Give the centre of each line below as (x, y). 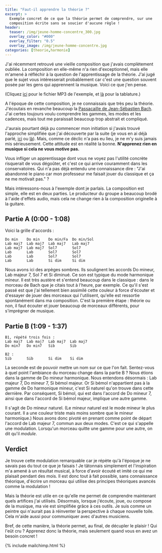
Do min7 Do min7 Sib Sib (41, 346)
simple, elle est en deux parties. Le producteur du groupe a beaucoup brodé (81, 193)
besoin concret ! (21, 536)
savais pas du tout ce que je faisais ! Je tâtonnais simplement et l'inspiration (81, 466)
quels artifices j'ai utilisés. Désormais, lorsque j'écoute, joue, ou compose (78, 501)
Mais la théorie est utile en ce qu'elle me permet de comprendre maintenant (81, 496)
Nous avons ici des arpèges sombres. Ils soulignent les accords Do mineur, (80, 270)
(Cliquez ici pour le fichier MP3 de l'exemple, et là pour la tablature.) (73, 94)
